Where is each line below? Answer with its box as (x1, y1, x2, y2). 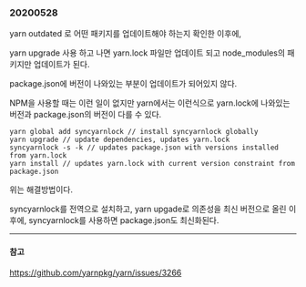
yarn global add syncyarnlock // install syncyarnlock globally (9, 128, 259, 137)
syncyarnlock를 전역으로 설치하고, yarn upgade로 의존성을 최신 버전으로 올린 (9, 203, 287, 215)
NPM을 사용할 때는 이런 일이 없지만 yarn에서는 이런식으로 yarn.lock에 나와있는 (9, 97, 291, 108)
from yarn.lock (9, 151, 67, 160)
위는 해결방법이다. (9, 184, 74, 195)
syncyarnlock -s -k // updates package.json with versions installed (9, 143, 280, 152)
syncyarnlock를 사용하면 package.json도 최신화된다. (28, 215, 219, 226)
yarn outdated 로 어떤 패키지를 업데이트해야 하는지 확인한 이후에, (9, 28, 242, 39)
